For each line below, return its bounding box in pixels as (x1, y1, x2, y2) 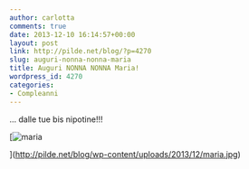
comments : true (9, 22, 67, 31)
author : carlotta (9, 13, 75, 23)
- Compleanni (9, 89, 59, 98)
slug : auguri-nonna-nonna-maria (9, 55, 131, 64)
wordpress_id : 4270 (9, 72, 83, 81)
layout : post (9, 38, 59, 48)
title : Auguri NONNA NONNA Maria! (9, 64, 140, 73)
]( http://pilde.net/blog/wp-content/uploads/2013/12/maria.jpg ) (9, 148, 242, 159)
